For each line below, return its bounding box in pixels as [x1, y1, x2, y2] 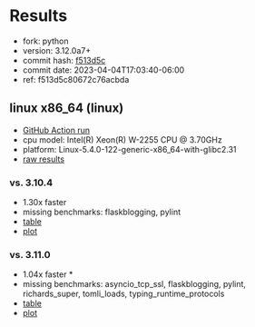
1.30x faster [22, 197, 67, 208]
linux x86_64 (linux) [9, 101, 124, 116]
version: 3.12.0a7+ [22, 45, 92, 55]
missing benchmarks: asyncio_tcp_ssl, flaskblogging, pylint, [22, 279, 247, 290]
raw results [22, 154, 65, 164]
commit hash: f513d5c [22, 54, 106, 65]
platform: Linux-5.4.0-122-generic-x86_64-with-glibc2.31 [22, 144, 238, 154]
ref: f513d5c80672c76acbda [22, 74, 130, 84]
